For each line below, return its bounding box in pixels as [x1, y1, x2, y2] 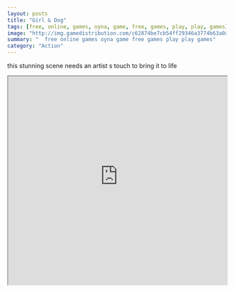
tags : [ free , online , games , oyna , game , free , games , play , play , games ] [7, 23, 229, 30]
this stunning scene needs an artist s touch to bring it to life [7, 62, 177, 70]
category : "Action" [7, 42, 64, 49]
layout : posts [7, 10, 49, 17]
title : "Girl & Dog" [7, 17, 67, 24]
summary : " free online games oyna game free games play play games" [7, 36, 216, 43]
